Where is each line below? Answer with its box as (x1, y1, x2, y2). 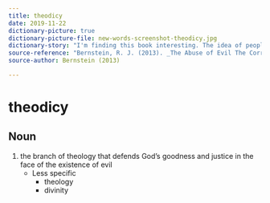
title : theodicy (8, 11, 63, 20)
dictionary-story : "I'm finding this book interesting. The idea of (8, 42, 243, 50)
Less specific (31, 168, 76, 177)
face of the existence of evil (19, 160, 112, 169)
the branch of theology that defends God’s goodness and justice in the (19, 151, 254, 160)
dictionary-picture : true (8, 26, 95, 35)
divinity (43, 185, 68, 195)
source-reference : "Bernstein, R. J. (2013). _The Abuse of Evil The (8, 49, 247, 57)
